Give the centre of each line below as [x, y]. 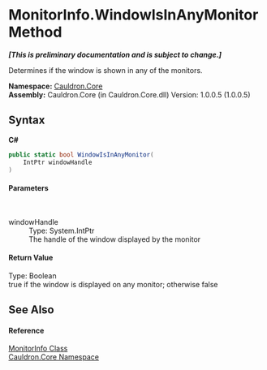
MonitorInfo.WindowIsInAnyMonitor [133, 15]
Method [35, 32]
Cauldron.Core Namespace [54, 357]
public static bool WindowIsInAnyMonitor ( [81, 155]
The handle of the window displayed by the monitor [115, 239]
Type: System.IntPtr [62, 230]
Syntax [27, 120]
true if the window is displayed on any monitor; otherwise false [113, 284]
